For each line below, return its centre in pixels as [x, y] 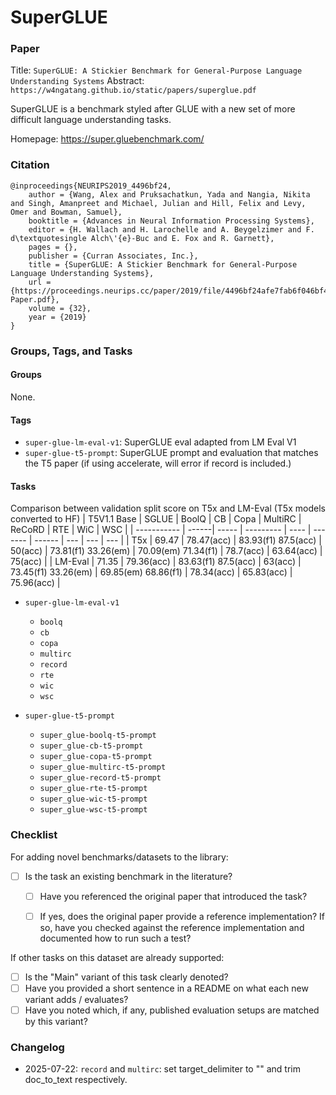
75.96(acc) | [35, 583]
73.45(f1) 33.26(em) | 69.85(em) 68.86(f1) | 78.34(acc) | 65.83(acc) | [151, 572]
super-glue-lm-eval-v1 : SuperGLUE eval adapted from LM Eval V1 [160, 442]
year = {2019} [57, 317]
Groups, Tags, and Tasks [71, 351]
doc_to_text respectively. [76, 1080]
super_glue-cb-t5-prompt [91, 746]
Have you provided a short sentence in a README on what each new [166, 988]
